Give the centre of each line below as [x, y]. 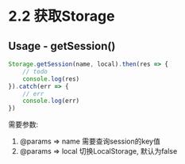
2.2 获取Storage [62, 16]
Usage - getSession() [62, 46]
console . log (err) [51, 101]
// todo [35, 71]
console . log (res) [51, 79]
